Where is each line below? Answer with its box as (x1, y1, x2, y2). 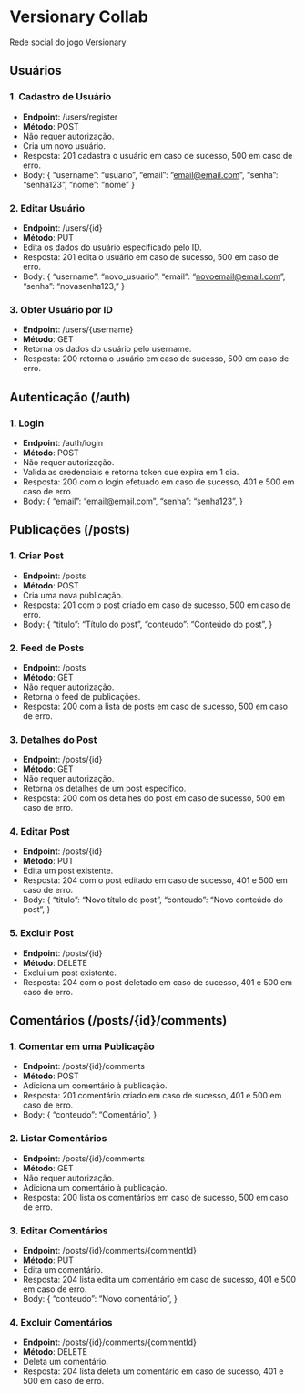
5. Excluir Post (9, 927, 75, 940)
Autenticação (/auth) (9, 390, 131, 405)
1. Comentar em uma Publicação (9, 1040, 155, 1053)
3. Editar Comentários (9, 1224, 108, 1237)
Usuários (9, 63, 62, 78)
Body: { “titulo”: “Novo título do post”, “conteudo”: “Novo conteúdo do (22, 894, 284, 905)
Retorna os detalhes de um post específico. (22, 783, 187, 795)
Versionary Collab (9, 6, 148, 27)
